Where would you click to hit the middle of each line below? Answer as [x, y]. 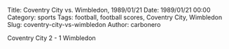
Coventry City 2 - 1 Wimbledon [51, 38]
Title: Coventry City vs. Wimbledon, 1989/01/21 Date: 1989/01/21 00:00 [109, 10]
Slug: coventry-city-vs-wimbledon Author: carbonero [84, 24]
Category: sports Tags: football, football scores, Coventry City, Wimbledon [115, 17]
